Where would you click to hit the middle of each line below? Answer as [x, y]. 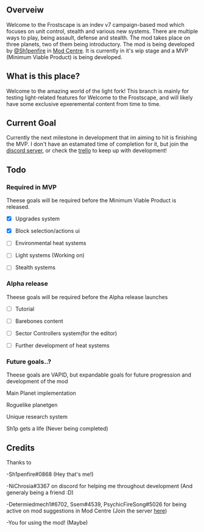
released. [18, 207]
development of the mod [37, 381]
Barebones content [39, 321]
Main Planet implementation [41, 393]
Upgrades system [37, 219]
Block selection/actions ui [47, 231]
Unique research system [37, 417]
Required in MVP [31, 187]
